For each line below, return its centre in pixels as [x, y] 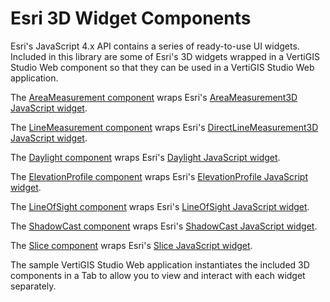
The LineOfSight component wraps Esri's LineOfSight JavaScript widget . [160, 206]
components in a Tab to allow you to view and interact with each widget [158, 275]
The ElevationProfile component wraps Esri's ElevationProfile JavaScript [159, 176]
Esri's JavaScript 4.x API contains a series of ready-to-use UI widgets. [155, 46]
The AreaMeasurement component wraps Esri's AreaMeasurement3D [154, 97]
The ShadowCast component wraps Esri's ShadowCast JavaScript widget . [164, 226]
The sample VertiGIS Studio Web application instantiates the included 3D [160, 264]
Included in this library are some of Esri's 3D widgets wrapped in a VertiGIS [165, 56]
